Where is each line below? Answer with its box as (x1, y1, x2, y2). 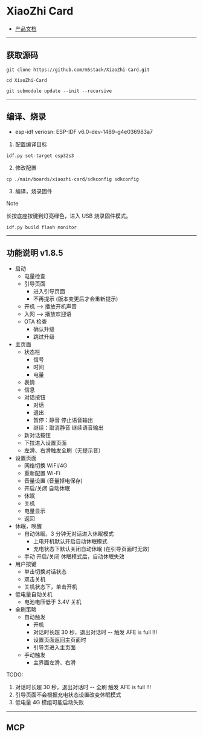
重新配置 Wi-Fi (24, 470, 60, 477)
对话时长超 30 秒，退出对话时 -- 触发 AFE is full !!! (33, 629, 157, 636)
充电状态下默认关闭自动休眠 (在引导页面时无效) (33, 545, 150, 553)
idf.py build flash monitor (6, 224, 77, 230)
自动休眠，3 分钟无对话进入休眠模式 (24, 530, 114, 538)
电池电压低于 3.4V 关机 (24, 598, 82, 605)
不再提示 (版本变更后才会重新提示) (33, 295, 118, 302)
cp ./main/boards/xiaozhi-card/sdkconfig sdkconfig (6, 176, 139, 182)
